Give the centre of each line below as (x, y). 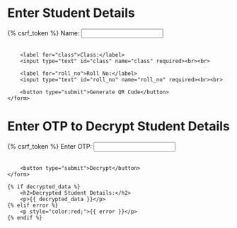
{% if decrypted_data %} (44, 187)
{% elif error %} (33, 205)
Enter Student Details (71, 13)
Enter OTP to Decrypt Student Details (118, 126)
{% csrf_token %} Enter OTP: (50, 146)
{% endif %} (25, 217)
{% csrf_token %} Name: (44, 33)
